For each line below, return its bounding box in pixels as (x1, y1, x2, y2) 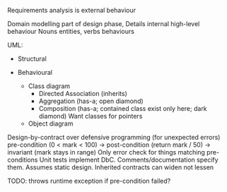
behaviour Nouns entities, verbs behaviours (7, 28, 134, 35)
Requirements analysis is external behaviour (7, 6, 136, 14)
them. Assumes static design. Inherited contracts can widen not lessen (7, 163, 214, 172)
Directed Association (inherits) (38, 90, 127, 97)
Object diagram (28, 119, 74, 128)
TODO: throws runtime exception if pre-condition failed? (7, 176, 171, 185)
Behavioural (17, 68, 53, 76)
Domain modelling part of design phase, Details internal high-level (7, 20, 200, 28)
